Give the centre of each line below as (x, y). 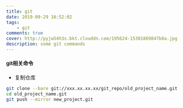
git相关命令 (20, 63)
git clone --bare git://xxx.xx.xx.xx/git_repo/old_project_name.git (92, 89)
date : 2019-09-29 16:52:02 (39, 17)
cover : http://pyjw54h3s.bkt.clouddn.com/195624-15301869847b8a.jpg (92, 39)
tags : (13, 22)
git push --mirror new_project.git (50, 99)
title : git (19, 11)
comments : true (25, 33)
